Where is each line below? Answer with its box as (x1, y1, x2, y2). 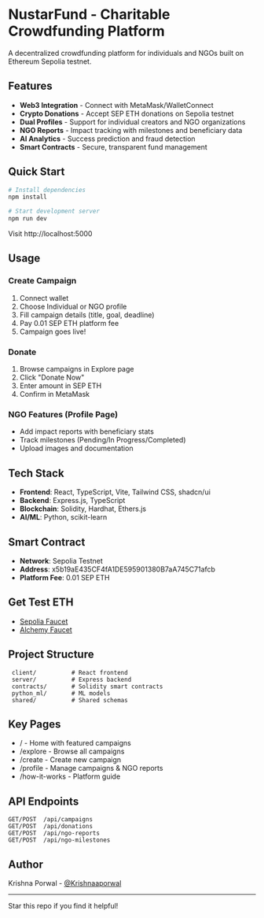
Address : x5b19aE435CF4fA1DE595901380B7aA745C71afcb (19, 564, 216, 574)
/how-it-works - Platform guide (19, 772, 121, 781)
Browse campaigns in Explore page (19, 365, 134, 374)
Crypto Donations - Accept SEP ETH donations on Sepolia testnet (19, 109, 234, 118)
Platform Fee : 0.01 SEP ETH (19, 572, 110, 582)
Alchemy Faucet (19, 624, 72, 635)
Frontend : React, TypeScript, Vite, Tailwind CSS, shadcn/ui (19, 487, 211, 497)
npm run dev (8, 215, 47, 223)
